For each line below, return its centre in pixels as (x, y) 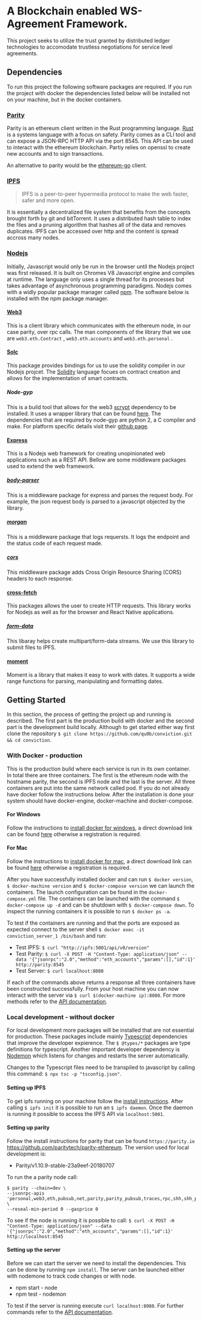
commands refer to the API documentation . (60, 1312)
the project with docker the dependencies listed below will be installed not (99, 93)
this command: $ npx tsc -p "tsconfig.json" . (64, 1074)
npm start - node (36, 1287)
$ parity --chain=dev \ (37, 1188)
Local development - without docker (61, 1017)
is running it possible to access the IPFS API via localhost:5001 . (86, 1113)
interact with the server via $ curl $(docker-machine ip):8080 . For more (96, 995)
